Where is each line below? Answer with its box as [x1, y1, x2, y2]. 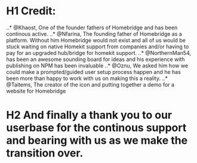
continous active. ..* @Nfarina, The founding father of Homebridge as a [6, 30, 182, 37]
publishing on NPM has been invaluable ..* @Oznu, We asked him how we [6, 61, 189, 69]
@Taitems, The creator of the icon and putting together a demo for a [6, 81, 175, 88]
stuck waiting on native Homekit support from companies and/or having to [6, 43, 189, 50]
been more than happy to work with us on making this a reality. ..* [6, 75, 168, 82]
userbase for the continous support [6, 121, 187, 135]
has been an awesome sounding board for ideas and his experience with [6, 56, 185, 63]
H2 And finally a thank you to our [6, 109, 172, 122]
